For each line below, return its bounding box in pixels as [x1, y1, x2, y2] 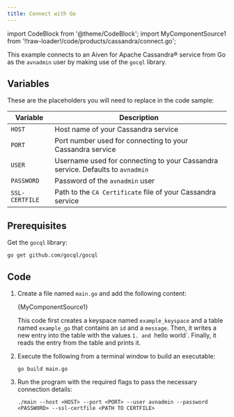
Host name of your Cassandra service [54, 125, 179, 135]
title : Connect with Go [7, 10, 77, 17]
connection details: [17, 385, 72, 394]
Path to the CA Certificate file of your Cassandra [54, 188, 217, 197]
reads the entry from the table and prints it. [17, 339, 141, 347]
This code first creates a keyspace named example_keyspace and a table [17, 317, 224, 325]
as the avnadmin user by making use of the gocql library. [7, 57, 167, 66]
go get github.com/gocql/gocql [7, 252, 98, 259]
